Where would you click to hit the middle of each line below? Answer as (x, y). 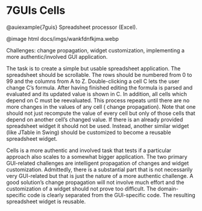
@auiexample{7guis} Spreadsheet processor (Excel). (72, 27)
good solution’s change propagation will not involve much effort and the (96, 182)
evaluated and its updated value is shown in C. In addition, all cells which (97, 94)
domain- (168, 188)
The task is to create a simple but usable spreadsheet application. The (93, 68)
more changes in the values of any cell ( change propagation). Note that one (101, 106)
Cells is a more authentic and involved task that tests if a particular (89, 150)
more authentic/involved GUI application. (57, 57)
